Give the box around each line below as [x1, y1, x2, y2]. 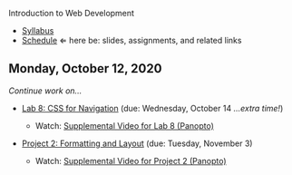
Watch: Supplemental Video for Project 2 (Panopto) [34, 155, 228, 166]
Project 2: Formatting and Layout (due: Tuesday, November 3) [21, 138, 253, 149]
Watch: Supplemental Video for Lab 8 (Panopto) [34, 120, 215, 131]
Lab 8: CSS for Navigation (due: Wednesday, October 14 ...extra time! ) [21, 102, 284, 113]
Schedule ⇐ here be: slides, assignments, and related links [21, 35, 242, 45]
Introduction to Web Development [8, 8, 135, 18]
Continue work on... [8, 85, 83, 96]
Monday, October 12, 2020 [8, 61, 162, 76]
